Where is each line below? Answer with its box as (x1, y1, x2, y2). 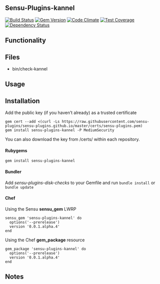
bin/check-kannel (12, 66, 48, 72)
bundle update (5, 185, 34, 190)
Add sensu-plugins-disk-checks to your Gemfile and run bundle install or (5, 180, 156, 186)
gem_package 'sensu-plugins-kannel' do (5, 246, 86, 251)
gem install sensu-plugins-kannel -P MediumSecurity (5, 128, 115, 133)
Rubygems (5, 147, 28, 153)
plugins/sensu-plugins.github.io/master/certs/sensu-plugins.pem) (5, 123, 143, 129)
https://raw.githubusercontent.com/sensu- (61, 119, 150, 124)
